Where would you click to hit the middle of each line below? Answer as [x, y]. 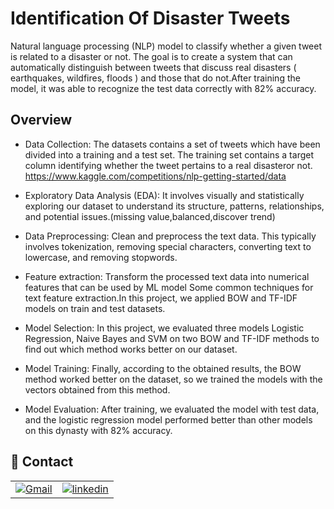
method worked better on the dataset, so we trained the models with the [173, 379]
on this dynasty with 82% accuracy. [98, 430]
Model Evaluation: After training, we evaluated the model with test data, [172, 409]
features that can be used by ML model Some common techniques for [169, 287]
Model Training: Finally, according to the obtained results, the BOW [163, 368]
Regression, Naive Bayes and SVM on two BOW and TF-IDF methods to [172, 338]
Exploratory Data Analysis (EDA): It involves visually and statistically [164, 195]
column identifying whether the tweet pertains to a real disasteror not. [168, 165]
